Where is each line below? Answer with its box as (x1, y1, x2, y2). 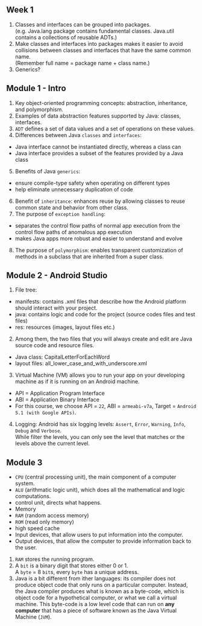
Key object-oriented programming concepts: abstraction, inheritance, (14, 99, 188, 106)
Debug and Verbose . (14, 427, 62, 434)
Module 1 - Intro (6, 83, 66, 94)
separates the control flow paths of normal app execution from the (14, 222, 180, 229)
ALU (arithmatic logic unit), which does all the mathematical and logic (14, 486, 185, 494)
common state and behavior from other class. (14, 203, 128, 211)
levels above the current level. (14, 440, 90, 447)
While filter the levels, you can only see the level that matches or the (14, 433, 185, 441)
